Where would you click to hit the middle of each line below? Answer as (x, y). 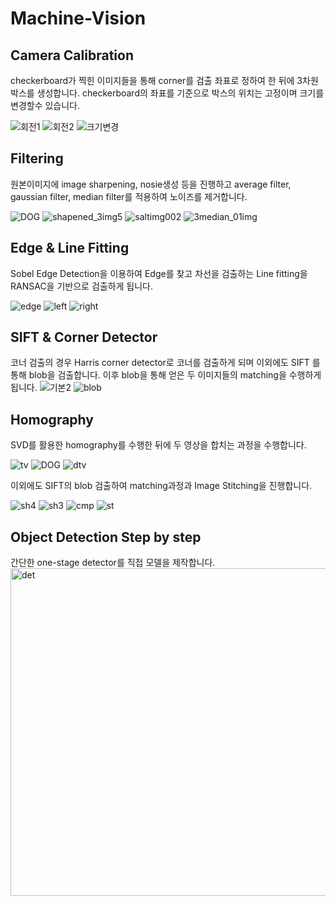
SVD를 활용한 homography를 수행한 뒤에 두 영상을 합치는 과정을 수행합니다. (158, 445)
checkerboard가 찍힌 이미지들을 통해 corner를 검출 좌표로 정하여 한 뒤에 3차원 (164, 80)
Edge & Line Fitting (70, 248)
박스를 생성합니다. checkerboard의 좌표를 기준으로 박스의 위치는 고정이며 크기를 (167, 93)
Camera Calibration (72, 55)
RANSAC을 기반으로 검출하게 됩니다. (82, 286)
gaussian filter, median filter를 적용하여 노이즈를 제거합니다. (129, 196)
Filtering (37, 158)
